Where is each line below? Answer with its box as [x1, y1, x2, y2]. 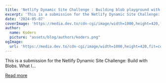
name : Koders [9, 30, 37, 35]
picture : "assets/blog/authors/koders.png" [9, 35, 100, 40]
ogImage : [5, 40, 23, 44]
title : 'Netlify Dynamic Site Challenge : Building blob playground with [5, 7, 161, 12]
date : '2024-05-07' [5, 16, 45, 21]
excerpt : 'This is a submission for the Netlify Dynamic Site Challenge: [5, 12, 161, 17]
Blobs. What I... [5, 63, 36, 69]
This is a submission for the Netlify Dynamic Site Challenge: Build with [5, 57, 148, 63]
